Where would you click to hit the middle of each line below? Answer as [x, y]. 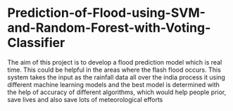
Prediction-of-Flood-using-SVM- [107, 13]
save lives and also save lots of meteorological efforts [85, 99]
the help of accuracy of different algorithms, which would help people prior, [117, 92]
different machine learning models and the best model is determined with [114, 84]
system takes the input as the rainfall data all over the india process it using [116, 77]
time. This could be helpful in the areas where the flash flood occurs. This [114, 70]
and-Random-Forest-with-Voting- [109, 28]
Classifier [36, 43]
